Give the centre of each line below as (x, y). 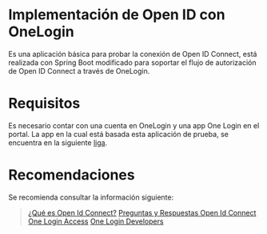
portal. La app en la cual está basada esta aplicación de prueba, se (119, 134)
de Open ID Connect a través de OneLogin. (79, 71)
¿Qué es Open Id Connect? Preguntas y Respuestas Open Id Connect (142, 212)
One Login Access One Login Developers (96, 221)
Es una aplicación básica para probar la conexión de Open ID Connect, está (133, 54)
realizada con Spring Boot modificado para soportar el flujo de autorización (133, 63)
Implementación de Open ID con (117, 15)
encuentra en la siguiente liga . (58, 143)
